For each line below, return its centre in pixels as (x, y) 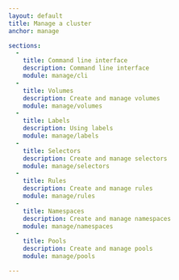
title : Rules (45, 181)
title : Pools (45, 241)
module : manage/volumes (63, 106)
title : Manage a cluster (50, 23)
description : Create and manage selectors (95, 159)
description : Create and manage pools (88, 249)
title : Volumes (48, 91)
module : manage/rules (59, 196)
